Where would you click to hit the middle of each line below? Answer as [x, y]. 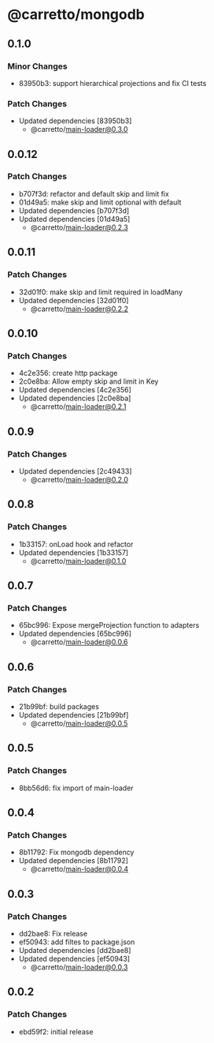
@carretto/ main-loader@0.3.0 [79, 129]
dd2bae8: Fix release [53, 934]
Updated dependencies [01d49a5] [74, 219]
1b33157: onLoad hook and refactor [76, 544]
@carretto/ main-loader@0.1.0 [78, 561]
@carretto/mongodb [76, 15]
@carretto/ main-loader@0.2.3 [79, 227]
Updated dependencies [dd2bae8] [75, 951]
